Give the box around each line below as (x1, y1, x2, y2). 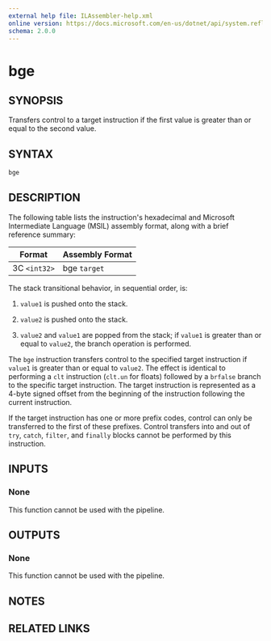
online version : (8, 19, 63, 27)
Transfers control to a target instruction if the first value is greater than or (8, 115, 252, 125)
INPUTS (8, 462, 48, 476)
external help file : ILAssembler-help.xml (8, 11, 153, 20)
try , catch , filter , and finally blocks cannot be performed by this (8, 430, 231, 440)
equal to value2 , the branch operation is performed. (19, 339, 192, 348)
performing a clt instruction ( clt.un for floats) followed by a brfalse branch (8, 371, 261, 381)
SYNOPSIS (8, 94, 64, 108)
